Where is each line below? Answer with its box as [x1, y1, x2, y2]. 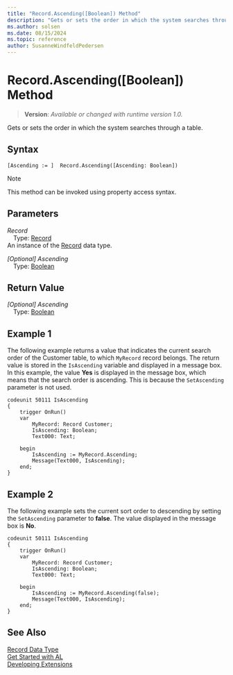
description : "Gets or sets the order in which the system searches [7, 17, 209, 24]
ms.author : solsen [7, 23, 60, 30]
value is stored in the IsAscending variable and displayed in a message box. [7, 361, 223, 369]
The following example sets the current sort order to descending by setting [7, 507, 222, 515]
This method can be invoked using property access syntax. [7, 187, 177, 196]
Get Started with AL [7, 652, 64, 660]
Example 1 [7, 328, 52, 340]
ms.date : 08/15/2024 [7, 29, 67, 37]
